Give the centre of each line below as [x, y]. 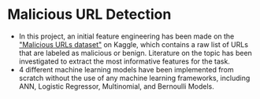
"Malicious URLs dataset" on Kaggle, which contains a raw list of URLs [134, 44]
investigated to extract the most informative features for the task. [124, 61]
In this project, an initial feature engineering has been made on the [126, 36]
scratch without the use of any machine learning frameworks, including [134, 78]
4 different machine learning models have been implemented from [126, 69]
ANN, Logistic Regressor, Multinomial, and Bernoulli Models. [116, 86]
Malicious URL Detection [89, 15]
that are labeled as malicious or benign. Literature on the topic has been [136, 53]
